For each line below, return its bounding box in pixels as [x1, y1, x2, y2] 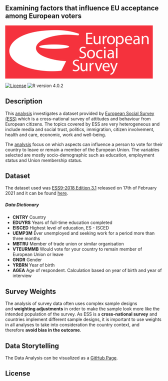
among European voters [5, 12, 81, 20]
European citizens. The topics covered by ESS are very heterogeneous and [5, 121, 160, 127]
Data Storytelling [5, 341, 59, 350]
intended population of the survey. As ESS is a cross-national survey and [5, 311, 157, 317]
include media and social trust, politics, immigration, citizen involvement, [5, 126, 155, 132]
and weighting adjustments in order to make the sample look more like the [5, 306, 160, 312]
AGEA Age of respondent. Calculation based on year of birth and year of [12, 267, 162, 273]
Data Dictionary [5, 202, 39, 208]
